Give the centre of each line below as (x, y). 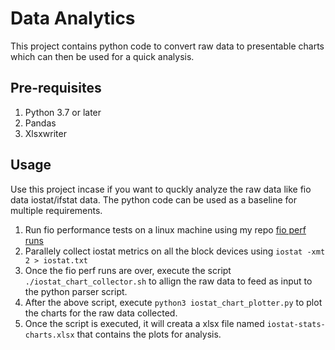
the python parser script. (76, 291)
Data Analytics (73, 18)
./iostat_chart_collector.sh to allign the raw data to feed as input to (168, 281)
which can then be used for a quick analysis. (102, 56)
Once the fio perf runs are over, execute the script (128, 270)
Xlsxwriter (45, 133)
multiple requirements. (56, 210)
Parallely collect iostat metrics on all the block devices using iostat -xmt (175, 251)
